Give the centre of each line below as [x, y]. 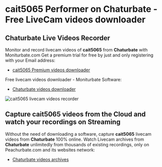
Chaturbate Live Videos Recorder [58, 38]
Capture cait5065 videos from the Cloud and [76, 114]
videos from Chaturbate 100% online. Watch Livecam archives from [75, 139]
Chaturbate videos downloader [44, 89]
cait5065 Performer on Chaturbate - [81, 9]
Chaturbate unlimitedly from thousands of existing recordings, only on [77, 144]
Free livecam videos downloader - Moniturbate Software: [63, 80]
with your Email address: [30, 60]
